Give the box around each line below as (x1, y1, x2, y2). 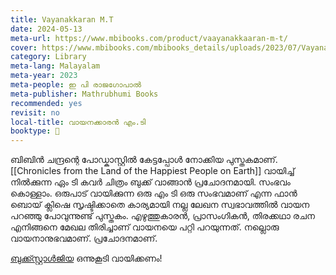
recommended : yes (10, 98, 83, 108)
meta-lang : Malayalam (10, 61, 101, 71)
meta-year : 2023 (10, 71, 78, 81)
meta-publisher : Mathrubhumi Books (10, 89, 159, 99)
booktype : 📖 (10, 126, 60, 136)
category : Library (10, 52, 87, 62)
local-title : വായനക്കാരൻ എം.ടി (10, 117, 146, 127)
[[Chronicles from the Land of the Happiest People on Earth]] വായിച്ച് (10, 165, 295, 177)
